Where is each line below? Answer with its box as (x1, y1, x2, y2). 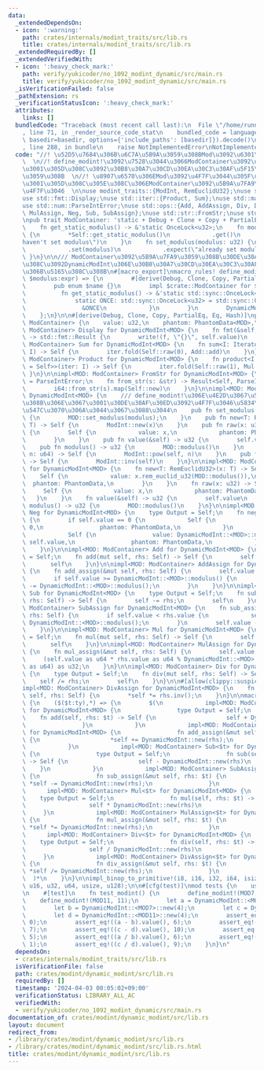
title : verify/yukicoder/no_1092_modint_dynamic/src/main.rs (22, 77, 226, 85)
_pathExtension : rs (15, 92, 79, 100)
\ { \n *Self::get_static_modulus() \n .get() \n (22, 231, 241, 239)
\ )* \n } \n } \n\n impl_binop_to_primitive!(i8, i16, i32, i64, (22, 875, 241, 883)
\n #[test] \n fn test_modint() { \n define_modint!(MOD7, (22, 889, 258, 897)
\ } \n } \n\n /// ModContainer (22, 253, 114, 260)
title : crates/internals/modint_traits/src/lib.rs (22, 41, 192, 49)
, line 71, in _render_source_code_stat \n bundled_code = (22, 128, 226, 136)
